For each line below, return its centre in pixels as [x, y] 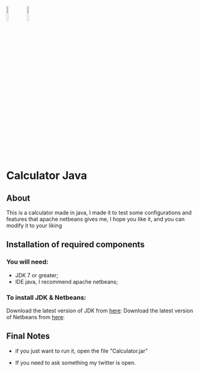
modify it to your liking [34, 226]
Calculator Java [47, 176]
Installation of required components [76, 245]
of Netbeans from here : [35, 317]
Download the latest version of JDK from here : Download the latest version [100, 311]
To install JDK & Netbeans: [46, 297]
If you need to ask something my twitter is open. [75, 362]
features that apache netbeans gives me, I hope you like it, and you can [96, 219]
